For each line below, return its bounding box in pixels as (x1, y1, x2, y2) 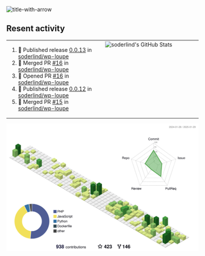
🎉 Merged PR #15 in (18, 98, 69, 105)
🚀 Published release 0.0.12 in (18, 85, 92, 92)
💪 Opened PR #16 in (18, 72, 70, 79)
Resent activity (6, 23, 65, 34)
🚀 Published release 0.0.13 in (18, 46, 92, 53)
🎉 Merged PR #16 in (18, 59, 69, 67)
